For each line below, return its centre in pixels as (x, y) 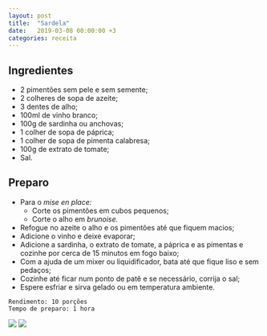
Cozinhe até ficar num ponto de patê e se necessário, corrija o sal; (130, 278)
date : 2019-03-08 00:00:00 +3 (62, 30)
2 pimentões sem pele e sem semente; (84, 90)
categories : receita (43, 38)
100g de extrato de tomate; (65, 150)
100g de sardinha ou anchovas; (72, 124)
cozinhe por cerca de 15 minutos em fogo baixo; (99, 253)
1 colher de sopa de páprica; (67, 132)
